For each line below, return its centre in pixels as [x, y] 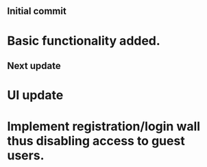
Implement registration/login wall [104, 127]
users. [26, 156]
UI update [35, 95]
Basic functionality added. [84, 41]
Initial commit [37, 11]
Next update [34, 65]
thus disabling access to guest [96, 141]
